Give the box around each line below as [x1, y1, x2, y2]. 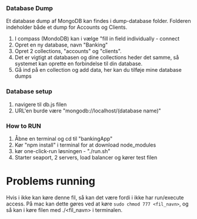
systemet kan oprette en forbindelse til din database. [14, 60, 143, 67]
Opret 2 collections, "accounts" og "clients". [14, 48, 122, 55]
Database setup [6, 87, 53, 95]
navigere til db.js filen [14, 101, 67, 108]
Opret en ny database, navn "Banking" [14, 41, 108, 48]
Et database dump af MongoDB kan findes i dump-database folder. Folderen [6, 18, 191, 25]
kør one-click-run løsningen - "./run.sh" [14, 147, 111, 154]
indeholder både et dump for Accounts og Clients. [6, 24, 128, 31]
